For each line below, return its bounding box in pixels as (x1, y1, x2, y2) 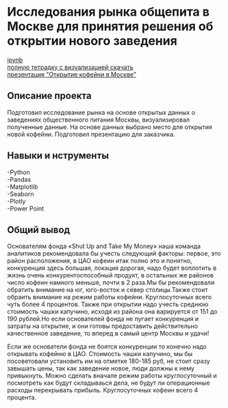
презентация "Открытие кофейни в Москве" (7, 70, 137, 79)
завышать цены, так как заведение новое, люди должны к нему (7, 364, 195, 372)
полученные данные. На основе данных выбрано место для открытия (7, 122, 212, 131)
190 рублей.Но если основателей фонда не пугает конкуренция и (7, 315, 199, 323)
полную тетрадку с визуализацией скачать (7, 63, 134, 71)
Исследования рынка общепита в (7, 4, 210, 20)
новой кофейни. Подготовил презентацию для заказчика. (7, 130, 176, 138)
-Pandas (7, 175, 31, 183)
